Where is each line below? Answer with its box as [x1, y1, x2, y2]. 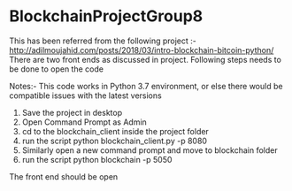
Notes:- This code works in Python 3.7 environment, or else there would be [9, 80, 283, 91]
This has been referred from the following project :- [9, 35, 196, 46]
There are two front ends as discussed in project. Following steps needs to [9, 54, 281, 65]
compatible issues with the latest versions [9, 90, 162, 101]
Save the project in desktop [21, 107, 122, 118]
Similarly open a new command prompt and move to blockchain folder [21, 144, 278, 156]
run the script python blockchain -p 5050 [21, 154, 173, 164]
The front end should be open [9, 171, 119, 182]
